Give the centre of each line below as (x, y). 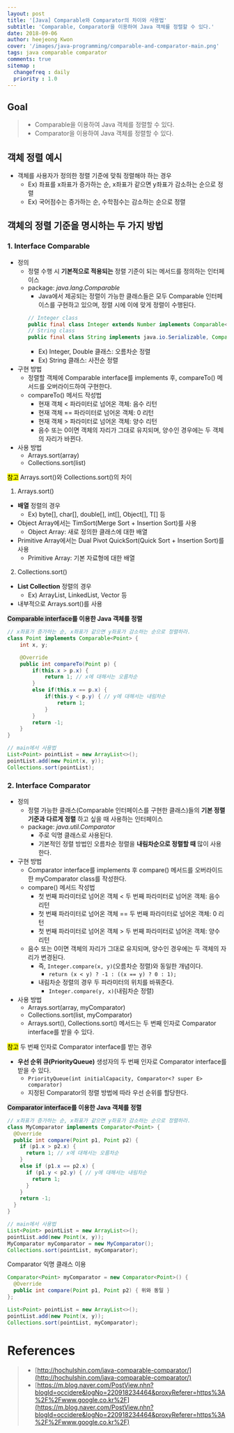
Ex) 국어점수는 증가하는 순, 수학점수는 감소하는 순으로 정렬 (107, 202)
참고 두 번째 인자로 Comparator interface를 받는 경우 (80, 1046)
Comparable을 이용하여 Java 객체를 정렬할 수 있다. (104, 125)
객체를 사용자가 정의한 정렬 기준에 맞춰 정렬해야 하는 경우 (94, 176)
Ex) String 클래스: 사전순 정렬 (78, 360)
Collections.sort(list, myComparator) (80, 1015)
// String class (51, 331)
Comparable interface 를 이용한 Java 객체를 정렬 (75, 619)
